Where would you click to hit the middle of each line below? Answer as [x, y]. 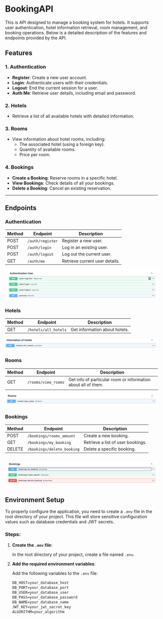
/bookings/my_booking [49, 443]
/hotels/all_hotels [47, 330]
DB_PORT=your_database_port [40, 587]
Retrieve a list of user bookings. [115, 442]
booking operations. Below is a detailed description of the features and [76, 33]
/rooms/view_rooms [46, 383]
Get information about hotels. [100, 329]
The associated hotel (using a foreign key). [62, 145]
